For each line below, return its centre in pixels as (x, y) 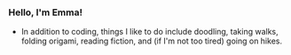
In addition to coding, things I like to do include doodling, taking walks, (149, 32)
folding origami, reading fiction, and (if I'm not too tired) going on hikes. (152, 41)
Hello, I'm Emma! (46, 12)
